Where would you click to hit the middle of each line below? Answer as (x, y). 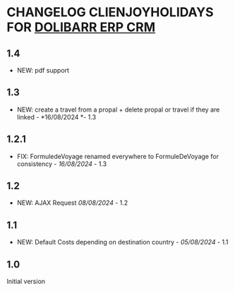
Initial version (26, 281)
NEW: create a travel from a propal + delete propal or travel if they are (118, 109)
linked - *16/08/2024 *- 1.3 (56, 117)
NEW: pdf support (43, 70)
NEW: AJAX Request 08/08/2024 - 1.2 (72, 203)
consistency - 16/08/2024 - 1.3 (62, 164)
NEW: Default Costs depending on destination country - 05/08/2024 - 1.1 (122, 242)
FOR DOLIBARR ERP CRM (81, 27)
